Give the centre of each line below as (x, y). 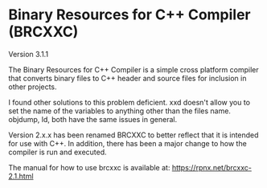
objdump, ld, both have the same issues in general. (93, 119)
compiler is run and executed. (58, 152)
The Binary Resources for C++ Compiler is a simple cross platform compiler (133, 69)
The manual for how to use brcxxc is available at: (89, 167)
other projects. (33, 87)
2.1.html (21, 176)
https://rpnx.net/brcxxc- (212, 167)
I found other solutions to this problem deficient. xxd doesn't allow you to (129, 102)
